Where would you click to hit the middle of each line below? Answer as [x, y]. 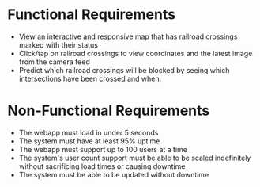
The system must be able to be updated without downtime [114, 174]
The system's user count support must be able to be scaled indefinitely [135, 158]
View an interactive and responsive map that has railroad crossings [128, 36]
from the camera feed [54, 62]
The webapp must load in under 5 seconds [89, 132]
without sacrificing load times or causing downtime [102, 166]
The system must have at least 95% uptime [89, 141]
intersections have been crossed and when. [90, 78]
